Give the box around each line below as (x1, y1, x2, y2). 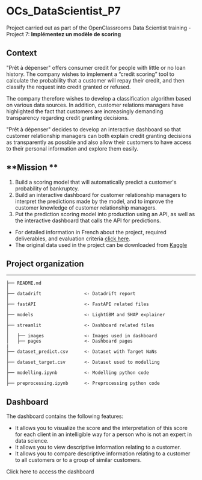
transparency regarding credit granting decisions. (6, 114, 129, 121)
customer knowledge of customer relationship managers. (14, 204, 158, 211)
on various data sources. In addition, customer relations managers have (6, 101, 184, 108)
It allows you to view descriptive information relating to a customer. (14, 444, 182, 451)
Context (6, 48, 37, 58)
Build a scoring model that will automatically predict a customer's (14, 178, 177, 185)
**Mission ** (6, 163, 58, 173)
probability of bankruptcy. (14, 185, 79, 192)
